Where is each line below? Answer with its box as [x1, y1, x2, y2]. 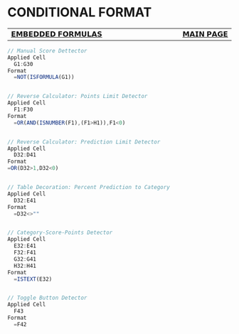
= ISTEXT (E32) [14, 275, 53, 283]
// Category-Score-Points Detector [7, 229, 113, 237]
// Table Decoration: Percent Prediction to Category [7, 184, 171, 191]
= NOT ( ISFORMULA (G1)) [14, 74, 75, 81]
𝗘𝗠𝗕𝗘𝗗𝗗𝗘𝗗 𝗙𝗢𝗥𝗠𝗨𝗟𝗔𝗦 [11, 29, 102, 39]
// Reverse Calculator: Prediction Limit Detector [7, 138, 161, 146]
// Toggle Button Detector [7, 294, 87, 302]
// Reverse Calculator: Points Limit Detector [7, 93, 148, 100]
